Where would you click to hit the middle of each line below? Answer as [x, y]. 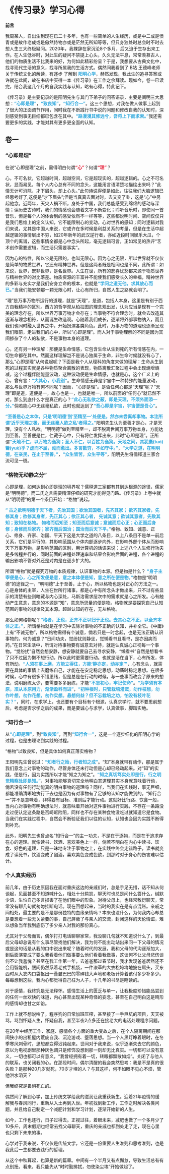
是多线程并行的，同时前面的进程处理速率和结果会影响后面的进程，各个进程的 [84, 554]
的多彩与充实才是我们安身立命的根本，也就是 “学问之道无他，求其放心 [77, 283]
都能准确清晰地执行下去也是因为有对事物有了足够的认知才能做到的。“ [77, 794]
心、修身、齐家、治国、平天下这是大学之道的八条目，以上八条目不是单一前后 [84, 535]
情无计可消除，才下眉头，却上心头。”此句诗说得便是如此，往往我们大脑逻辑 [82, 191]
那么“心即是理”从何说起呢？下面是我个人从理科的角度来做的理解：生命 [78, 362]
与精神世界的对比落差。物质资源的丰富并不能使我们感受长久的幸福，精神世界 [84, 277]
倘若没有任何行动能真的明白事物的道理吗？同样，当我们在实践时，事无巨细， [84, 787]
